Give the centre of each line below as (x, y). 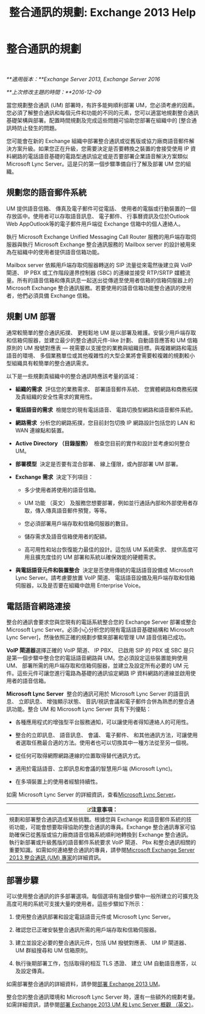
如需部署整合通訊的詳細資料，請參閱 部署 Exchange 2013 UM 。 (85, 984)
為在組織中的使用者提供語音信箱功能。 (54, 252)
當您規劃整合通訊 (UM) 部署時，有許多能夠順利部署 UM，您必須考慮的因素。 (102, 105)
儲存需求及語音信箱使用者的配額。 (67, 536)
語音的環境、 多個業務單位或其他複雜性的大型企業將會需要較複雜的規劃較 (98, 356)
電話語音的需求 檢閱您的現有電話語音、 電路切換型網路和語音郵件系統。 (106, 409)
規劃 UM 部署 (31, 317)
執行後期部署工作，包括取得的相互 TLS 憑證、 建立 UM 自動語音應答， (103, 963)
